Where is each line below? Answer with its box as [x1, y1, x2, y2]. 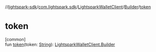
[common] [5, 36, 26, 42]
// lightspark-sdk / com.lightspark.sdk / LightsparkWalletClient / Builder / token [5, 4, 151, 10]
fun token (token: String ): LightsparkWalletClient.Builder [5, 42, 115, 47]
